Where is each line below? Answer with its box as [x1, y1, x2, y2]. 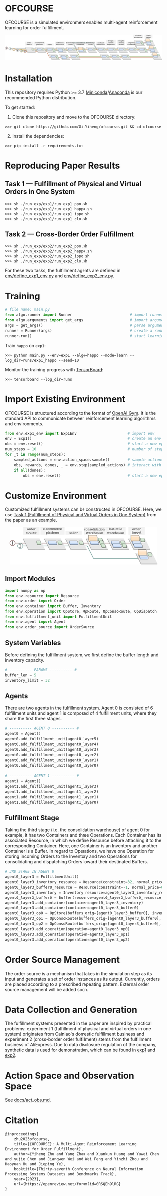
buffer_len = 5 [5, 672, 37, 678]
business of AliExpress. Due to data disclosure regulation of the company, [5, 1042, 157, 1048]
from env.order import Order [5, 598, 66, 603]
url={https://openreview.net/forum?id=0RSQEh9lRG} [14, 1182, 121, 1187]
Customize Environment [5, 490, 107, 501]
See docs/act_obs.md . [5, 1097, 51, 1103]
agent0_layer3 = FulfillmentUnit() [5, 874, 79, 879]
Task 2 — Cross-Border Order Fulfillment [5, 230, 134, 238]
